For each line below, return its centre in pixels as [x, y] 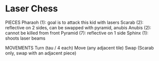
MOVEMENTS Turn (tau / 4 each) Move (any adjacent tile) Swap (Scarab [79, 48]
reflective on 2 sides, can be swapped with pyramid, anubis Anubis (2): [78, 27]
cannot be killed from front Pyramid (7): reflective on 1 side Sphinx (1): [77, 33]
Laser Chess [32, 9]
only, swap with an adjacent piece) [41, 53]
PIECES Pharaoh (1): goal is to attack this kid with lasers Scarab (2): [74, 22]
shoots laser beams [25, 38]
